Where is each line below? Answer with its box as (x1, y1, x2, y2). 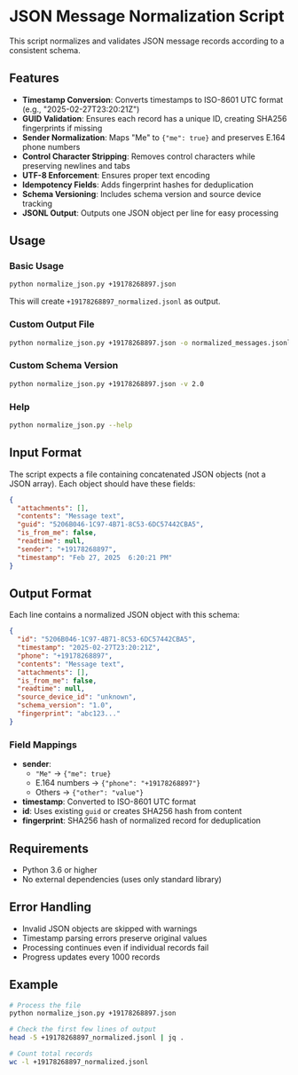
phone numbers (21, 141, 81, 152)
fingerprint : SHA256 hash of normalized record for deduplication (21, 815, 262, 826)
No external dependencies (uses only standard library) (21, 873, 222, 884)
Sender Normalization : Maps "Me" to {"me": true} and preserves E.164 (21, 131, 286, 143)
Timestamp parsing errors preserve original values (21, 932, 208, 943)
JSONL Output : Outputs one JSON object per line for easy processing (21, 207, 279, 218)
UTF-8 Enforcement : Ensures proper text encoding (21, 170, 210, 180)
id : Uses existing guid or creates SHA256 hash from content (21, 806, 242, 817)
